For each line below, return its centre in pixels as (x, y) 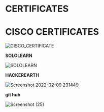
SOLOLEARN (19, 55)
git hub (13, 95)
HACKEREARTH (22, 75)
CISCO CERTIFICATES (52, 32)
